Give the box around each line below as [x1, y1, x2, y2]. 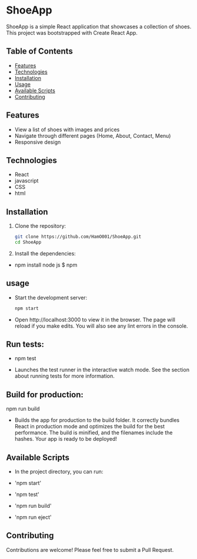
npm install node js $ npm [14, 261, 78, 268]
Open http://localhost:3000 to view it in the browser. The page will [14, 316, 175, 323]
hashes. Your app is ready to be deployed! [14, 435, 118, 442]
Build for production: [6, 390, 84, 400]
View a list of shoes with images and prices [14, 126, 120, 133]
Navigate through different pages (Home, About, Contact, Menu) [14, 132, 171, 139]
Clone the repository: [14, 222, 66, 229]
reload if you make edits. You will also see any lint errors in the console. [14, 322, 188, 330]
